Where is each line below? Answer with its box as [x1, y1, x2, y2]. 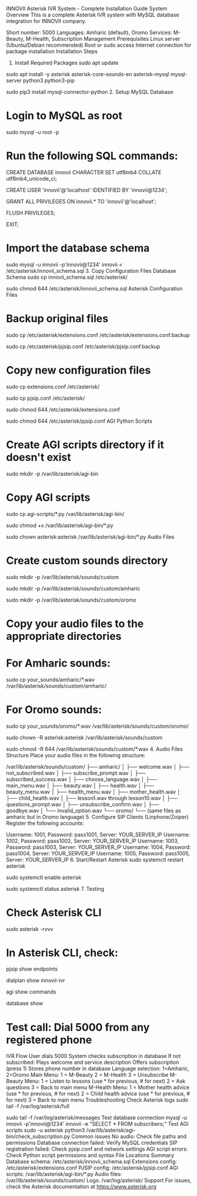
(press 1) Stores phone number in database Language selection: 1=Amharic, [6, 1065, 189, 1072]
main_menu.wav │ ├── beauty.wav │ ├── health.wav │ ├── [6, 782, 154, 789]
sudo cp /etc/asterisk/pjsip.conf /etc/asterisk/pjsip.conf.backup [6, 342, 161, 350]
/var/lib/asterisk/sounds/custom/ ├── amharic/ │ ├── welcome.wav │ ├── [6, 763, 189, 770]
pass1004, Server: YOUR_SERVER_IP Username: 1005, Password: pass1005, [6, 849, 190, 857]
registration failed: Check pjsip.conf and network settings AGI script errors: [6, 1145, 188, 1153]
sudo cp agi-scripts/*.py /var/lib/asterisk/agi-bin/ [6, 510, 125, 517]
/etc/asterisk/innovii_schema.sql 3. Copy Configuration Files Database [6, 267, 176, 274]
